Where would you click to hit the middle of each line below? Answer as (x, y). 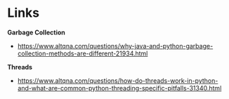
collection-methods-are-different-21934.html (83, 53)
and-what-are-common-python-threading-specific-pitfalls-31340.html (119, 88)
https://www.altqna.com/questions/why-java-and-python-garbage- (115, 46)
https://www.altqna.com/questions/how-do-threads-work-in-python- (118, 80)
